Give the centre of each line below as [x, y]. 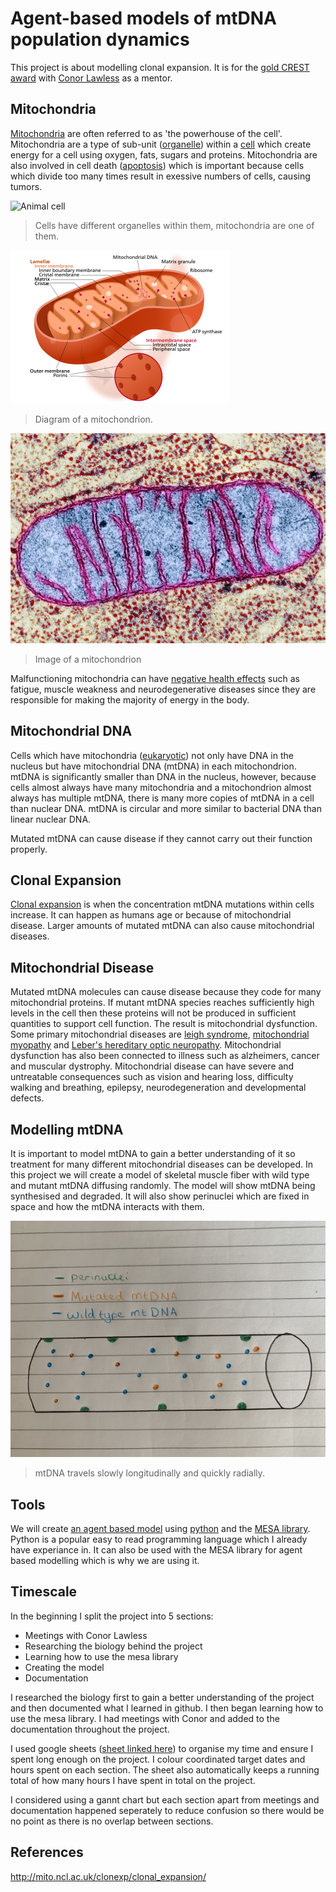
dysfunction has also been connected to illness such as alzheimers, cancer [165, 1056]
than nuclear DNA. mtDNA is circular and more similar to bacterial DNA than [166, 808]
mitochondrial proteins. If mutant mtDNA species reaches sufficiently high [162, 1003]
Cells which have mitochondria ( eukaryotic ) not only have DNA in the [152, 755]
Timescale [44, 1592]
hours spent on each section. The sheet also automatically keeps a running [165, 1769]
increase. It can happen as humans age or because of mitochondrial [151, 915]
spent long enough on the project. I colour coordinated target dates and [158, 1759]
